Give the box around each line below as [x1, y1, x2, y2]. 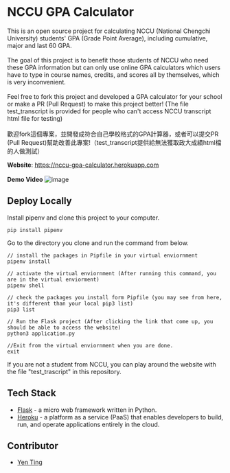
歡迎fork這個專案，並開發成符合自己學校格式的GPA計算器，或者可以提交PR [7, 130, 219, 138]
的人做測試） [7, 147, 43, 155]
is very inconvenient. [7, 78, 67, 86]
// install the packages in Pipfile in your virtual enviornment [7, 252, 198, 259]
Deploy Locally [7, 195, 72, 207]
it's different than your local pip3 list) [7, 300, 134, 307]
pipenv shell [7, 282, 45, 289]
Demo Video [7, 175, 43, 183]
